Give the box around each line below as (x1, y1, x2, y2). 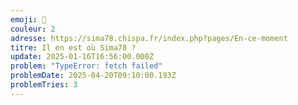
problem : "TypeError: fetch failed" (10, 61, 163, 71)
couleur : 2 (10, 24, 56, 34)
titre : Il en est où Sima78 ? (10, 42, 137, 53)
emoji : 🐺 (10, 14, 47, 25)
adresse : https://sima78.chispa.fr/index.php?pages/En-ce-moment (10, 33, 288, 43)
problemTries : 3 (10, 80, 78, 90)
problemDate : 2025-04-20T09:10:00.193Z (10, 71, 177, 81)
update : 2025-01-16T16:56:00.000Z (10, 52, 155, 62)
